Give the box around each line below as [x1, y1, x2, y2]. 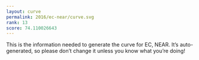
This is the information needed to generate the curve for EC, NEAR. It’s [6, 41, 179, 48]
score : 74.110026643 [6, 25, 58, 31]
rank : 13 [6, 19, 28, 25]
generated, [6, 48, 33, 55]
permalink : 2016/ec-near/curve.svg [6, 14, 94, 20]
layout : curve [6, 8, 42, 15]
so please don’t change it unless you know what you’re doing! [34, 48, 185, 55]
